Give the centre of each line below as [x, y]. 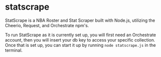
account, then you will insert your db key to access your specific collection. [80, 40]
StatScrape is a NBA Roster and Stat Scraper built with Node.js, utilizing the [80, 20]
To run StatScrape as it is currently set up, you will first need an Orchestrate [80, 35]
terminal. [14, 50]
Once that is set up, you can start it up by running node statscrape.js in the [80, 45]
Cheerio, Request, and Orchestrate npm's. [47, 25]
